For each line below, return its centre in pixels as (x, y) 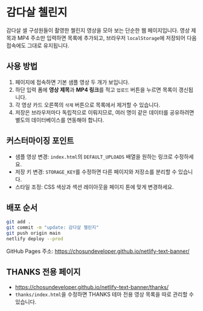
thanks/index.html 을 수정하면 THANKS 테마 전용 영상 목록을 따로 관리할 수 (105, 294)
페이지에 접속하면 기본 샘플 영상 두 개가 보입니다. (72, 82)
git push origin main (34, 234)
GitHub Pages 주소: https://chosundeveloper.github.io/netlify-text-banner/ (98, 251)
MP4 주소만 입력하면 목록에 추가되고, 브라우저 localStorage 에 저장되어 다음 (107, 38)
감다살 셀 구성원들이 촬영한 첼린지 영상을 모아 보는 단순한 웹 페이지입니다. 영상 (98, 30)
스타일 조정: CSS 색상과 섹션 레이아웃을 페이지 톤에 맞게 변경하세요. (94, 187)
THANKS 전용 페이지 (43, 272)
